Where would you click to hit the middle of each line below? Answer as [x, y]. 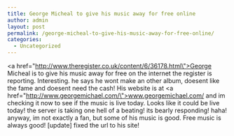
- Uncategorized [37, 46]
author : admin [28, 20]
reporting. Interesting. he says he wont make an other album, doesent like [113, 81]
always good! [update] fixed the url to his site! [74, 125]
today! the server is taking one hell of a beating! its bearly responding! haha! [117, 110]
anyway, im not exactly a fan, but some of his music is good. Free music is [115, 118]
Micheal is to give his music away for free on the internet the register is [110, 73]
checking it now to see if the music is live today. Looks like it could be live [113, 103]
